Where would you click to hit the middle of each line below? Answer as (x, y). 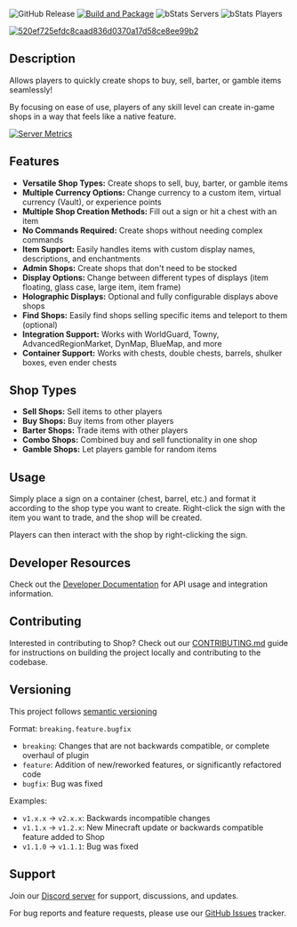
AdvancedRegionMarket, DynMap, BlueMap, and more (122, 343)
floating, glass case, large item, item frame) (101, 287)
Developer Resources (70, 563)
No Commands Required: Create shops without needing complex (142, 230)
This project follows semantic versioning (83, 711)
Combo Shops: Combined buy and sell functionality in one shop (140, 440)
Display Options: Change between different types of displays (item (145, 277)
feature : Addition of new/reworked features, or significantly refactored (152, 764)
